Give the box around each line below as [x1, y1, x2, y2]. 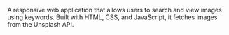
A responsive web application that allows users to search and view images [7, 6, 222, 14]
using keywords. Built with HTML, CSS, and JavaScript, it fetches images [7, 13, 218, 21]
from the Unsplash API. [7, 21, 74, 28]
